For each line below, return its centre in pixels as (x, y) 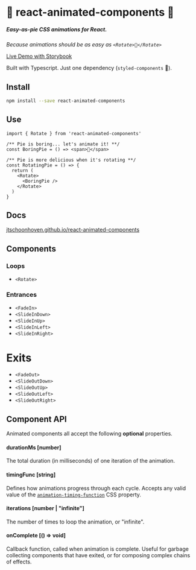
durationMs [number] (34, 447)
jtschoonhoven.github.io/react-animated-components (73, 230)
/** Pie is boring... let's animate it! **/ (63, 144)
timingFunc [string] (31, 475)
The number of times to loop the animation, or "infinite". (75, 522)
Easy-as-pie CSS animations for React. (57, 29)
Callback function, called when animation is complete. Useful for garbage (97, 549)
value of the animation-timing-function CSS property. (74, 495)
